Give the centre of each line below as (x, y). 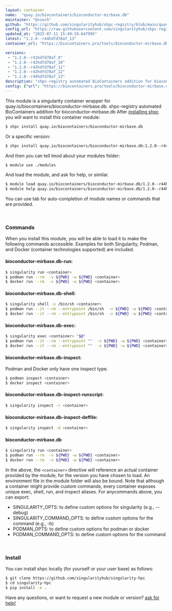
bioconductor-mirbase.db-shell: (40, 293)
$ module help (20, 189)
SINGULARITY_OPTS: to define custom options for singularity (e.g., (83, 507)
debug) (20, 512)
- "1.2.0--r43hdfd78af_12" (36, 72)
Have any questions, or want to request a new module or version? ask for (82, 597)
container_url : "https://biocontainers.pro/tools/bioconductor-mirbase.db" (88, 44)
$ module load (20, 184)
